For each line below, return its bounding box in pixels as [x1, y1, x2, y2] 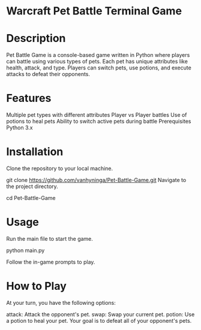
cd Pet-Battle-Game [6, 195, 56, 201]
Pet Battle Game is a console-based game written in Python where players [6, 52, 190, 59]
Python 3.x [6, 124, 33, 131]
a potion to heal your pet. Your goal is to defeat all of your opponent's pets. [6, 317, 192, 324]
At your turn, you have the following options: [6, 299, 116, 306]
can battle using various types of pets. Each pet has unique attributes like [6, 58, 188, 65]
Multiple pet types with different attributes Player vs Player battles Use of [6, 111, 187, 119]
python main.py [6, 247, 45, 254]
